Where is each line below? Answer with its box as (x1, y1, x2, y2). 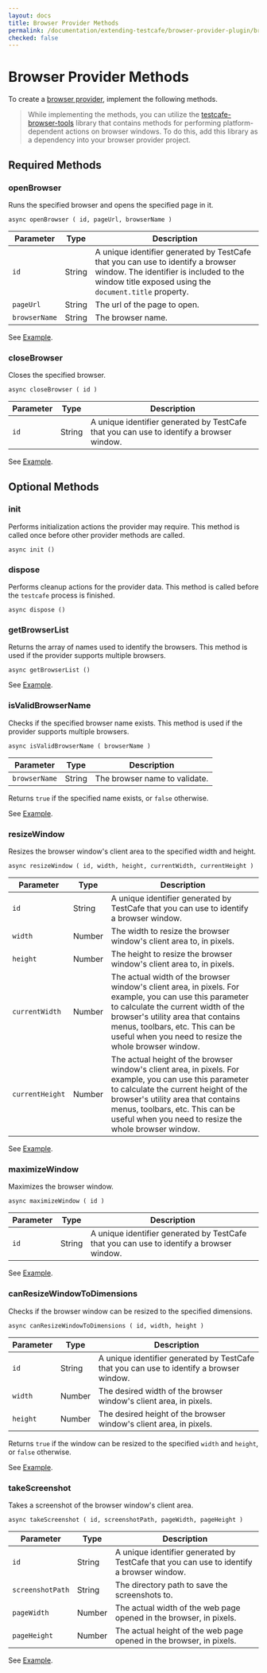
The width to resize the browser (110, 926, 230, 937)
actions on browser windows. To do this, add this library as (65, 126, 258, 136)
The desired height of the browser (98, 1408, 226, 1419)
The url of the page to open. (95, 299, 200, 310)
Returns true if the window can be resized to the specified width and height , (8, 1438, 259, 1448)
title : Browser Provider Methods (8, 19, 119, 27)
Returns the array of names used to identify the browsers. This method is (8, 642, 248, 652)
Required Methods (8, 158, 102, 172)
